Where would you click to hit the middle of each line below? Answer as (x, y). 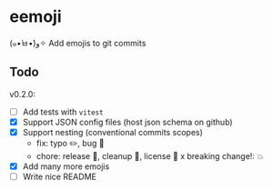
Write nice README (60, 176)
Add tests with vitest (63, 112)
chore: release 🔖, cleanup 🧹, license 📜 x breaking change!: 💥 (150, 155)
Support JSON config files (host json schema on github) (128, 122)
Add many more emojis (66, 166)
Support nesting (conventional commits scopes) (112, 132)
